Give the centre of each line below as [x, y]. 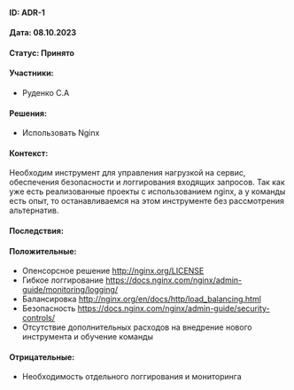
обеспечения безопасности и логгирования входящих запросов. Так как [147, 183]
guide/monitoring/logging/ [70, 290]
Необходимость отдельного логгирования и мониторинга [132, 377]
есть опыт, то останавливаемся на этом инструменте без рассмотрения [147, 201]
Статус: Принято [42, 52]
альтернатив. [34, 211]
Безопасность [49, 308]
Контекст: [29, 153]
